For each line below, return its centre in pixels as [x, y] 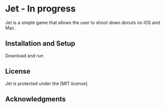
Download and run [24, 55]
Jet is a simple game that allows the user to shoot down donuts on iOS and [82, 22]
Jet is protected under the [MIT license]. [47, 83]
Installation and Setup [40, 44]
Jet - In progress [40, 9]
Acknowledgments [36, 99]
